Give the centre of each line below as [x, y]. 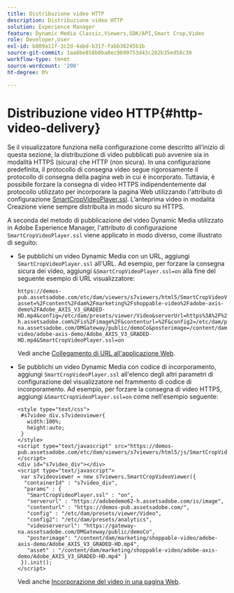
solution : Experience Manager [51, 27]
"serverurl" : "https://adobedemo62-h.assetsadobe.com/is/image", [126, 501]
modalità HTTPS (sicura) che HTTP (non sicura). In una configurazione [109, 162]
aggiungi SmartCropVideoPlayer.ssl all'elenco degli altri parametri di [115, 375]
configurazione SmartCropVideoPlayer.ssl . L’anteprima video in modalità [111, 200]
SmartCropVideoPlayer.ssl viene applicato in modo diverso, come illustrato [115, 235]
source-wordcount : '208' [43, 66]
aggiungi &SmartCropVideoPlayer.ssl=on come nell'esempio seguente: [118, 397]
